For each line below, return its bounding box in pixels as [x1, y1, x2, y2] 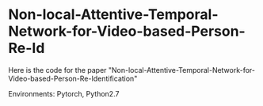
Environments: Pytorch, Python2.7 [8, 89, 120, 98]
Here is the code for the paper [8, 65, 107, 74]
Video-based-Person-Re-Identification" [8, 74, 138, 83]
